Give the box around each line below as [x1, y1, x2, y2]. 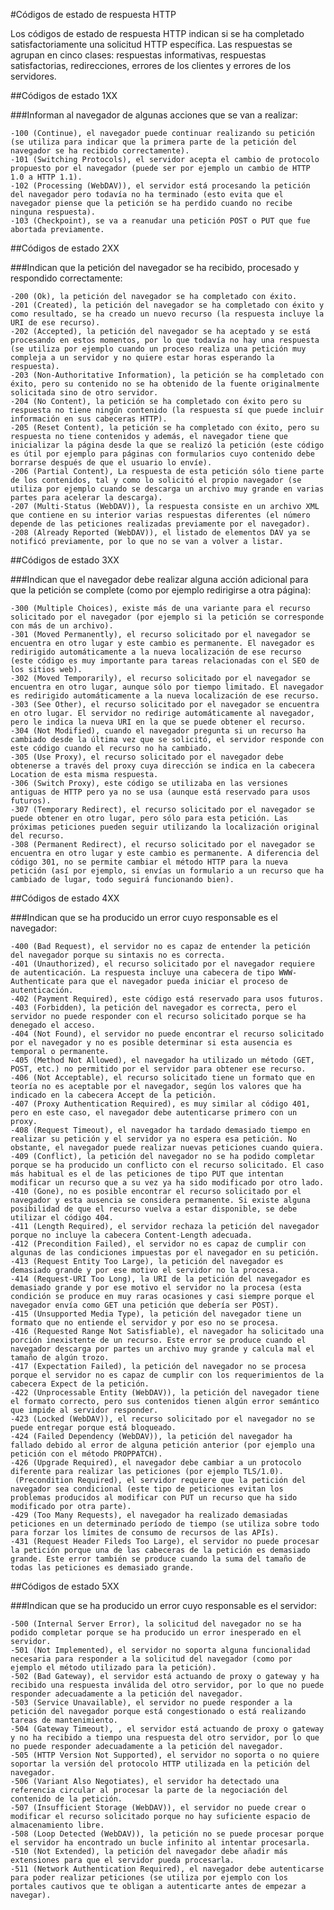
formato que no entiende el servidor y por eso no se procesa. [10, 1318, 280, 1328]
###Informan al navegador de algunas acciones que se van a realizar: [10, 109, 298, 121]
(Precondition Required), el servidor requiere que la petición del [14, 1475, 307, 1485]
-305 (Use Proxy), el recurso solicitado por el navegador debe [10, 752, 284, 762]
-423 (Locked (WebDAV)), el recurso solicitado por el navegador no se [10, 1414, 315, 1424]
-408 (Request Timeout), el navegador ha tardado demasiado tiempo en [10, 1125, 311, 1135]
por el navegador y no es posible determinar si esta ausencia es [10, 1038, 293, 1048]
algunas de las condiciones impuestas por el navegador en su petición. [10, 1248, 320, 1258]
